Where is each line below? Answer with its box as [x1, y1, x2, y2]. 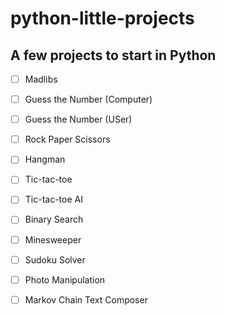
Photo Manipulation [24, 273, 106, 286]
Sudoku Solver [24, 253, 86, 266]
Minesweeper [24, 233, 82, 246]
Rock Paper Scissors [24, 133, 111, 146]
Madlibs [24, 73, 58, 85]
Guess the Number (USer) [24, 113, 133, 126]
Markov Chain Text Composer [24, 293, 148, 306]
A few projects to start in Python [10, 47, 217, 64]
